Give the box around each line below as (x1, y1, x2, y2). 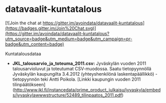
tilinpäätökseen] (12, 81, 46, 88)
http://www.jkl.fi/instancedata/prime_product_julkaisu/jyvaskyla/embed (14, 87, 161, 93)
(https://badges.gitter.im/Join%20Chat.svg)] (5, 25, 96, 31)
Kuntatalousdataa (5, 51, 41, 57)
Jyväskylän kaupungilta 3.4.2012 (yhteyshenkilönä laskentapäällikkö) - (12, 71, 158, 77)
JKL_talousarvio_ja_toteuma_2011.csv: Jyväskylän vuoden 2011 (12, 60, 146, 66)
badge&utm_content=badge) (5, 41, 64, 47)
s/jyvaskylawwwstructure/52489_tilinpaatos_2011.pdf (12, 92, 122, 98)
